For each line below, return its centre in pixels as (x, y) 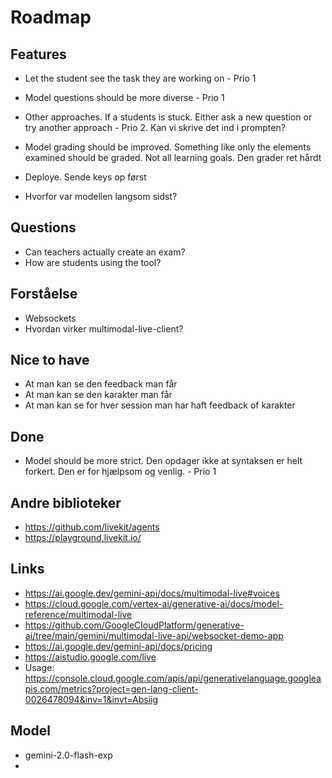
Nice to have (50, 360)
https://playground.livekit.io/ (83, 538)
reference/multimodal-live (78, 614)
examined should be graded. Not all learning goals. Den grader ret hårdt (173, 157)
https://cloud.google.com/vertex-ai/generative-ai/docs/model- (154, 603)
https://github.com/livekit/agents (92, 527)
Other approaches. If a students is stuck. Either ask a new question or (168, 117)
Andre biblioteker (66, 502)
